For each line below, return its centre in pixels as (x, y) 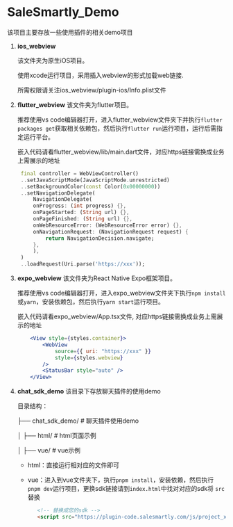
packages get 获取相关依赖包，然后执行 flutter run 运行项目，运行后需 (117, 128)
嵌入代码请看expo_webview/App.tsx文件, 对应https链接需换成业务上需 (117, 316)
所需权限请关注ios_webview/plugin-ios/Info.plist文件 (92, 90)
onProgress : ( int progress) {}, (80, 206)
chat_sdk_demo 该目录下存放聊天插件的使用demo (89, 391)
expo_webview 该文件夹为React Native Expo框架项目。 (97, 278)
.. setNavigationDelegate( (58, 193)
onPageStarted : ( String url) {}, (81, 213)
